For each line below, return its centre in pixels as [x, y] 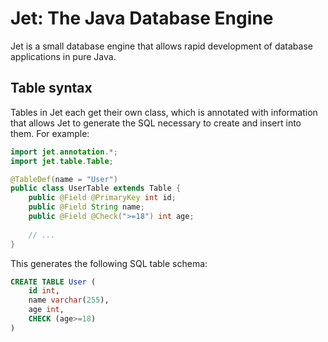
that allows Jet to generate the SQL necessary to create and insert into [156, 123]
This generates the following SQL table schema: [109, 263]
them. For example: [50, 133]
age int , [46, 310]
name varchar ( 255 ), [69, 300]
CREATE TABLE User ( [53, 282]
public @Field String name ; [86, 207]
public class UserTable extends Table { [96, 188]
